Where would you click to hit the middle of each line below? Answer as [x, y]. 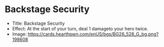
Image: [19, 34]
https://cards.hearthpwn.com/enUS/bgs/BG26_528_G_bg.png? [93, 34]
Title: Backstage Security [38, 23]
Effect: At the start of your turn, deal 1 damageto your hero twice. [80, 28]
